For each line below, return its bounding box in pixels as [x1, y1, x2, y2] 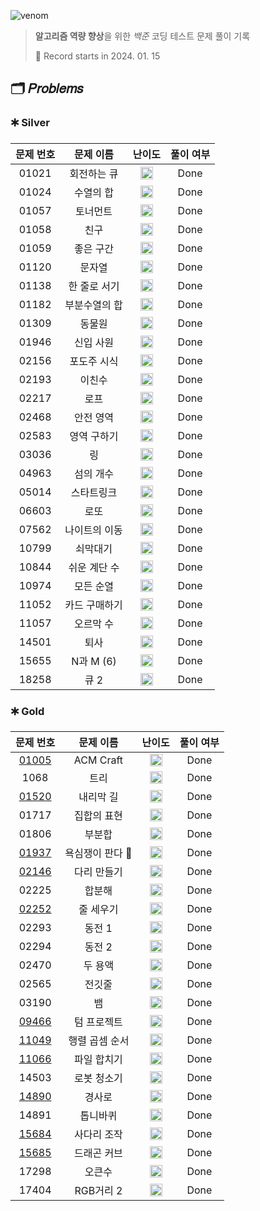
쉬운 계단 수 [68, 560, 120, 574]
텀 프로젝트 [73, 1015, 123, 1029]
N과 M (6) [71, 654, 117, 668]
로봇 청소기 [73, 1071, 123, 1085]
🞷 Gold [10, 704, 45, 718]
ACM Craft [73, 753, 124, 767]
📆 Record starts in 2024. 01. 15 [34, 50, 161, 62]
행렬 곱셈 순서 [68, 1033, 130, 1047]
